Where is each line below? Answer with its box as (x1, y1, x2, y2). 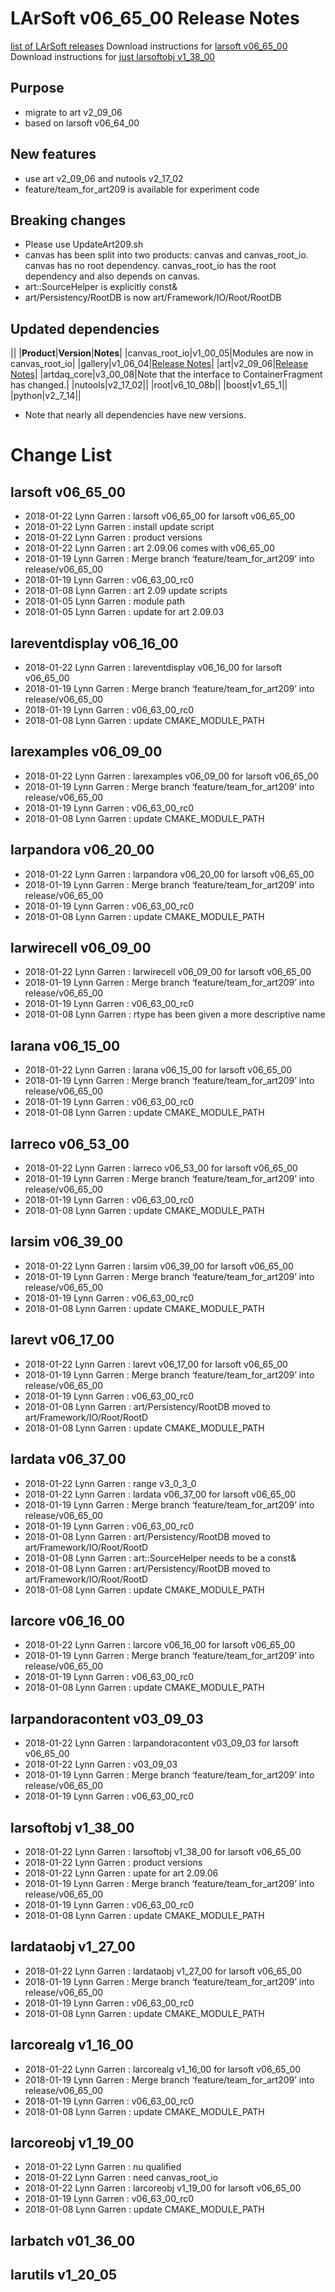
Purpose (10, 80, 65, 97)
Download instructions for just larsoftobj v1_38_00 (10, 50, 216, 62)
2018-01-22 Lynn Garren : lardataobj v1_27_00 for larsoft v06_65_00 (24, 1965, 302, 1977)
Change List (10, 444, 113, 467)
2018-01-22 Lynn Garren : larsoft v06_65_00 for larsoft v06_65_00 (24, 510, 296, 522)
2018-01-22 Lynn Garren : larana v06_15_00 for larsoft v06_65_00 (24, 1064, 293, 1076)
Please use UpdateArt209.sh (24, 238, 144, 251)
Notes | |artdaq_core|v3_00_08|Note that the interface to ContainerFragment (10, 368, 323, 381)
